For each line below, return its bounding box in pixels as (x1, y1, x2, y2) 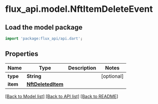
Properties (5, 50, 39, 58)
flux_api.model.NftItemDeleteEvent (5, 3, 153, 15)
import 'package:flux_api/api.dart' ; (5, 36, 83, 41)
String (26, 72, 41, 79)
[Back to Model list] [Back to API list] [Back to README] (5, 93, 118, 99)
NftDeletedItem (26, 80, 64, 87)
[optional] (101, 72, 124, 79)
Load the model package (5, 23, 83, 32)
